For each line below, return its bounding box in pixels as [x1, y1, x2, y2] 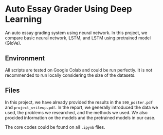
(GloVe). [5, 40, 21, 46]
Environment [5, 54, 45, 63]
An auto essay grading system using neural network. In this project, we [5, 30, 147, 35]
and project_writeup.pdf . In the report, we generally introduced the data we [5, 104, 158, 110]
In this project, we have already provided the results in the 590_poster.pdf [5, 99, 153, 105]
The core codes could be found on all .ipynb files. [5, 124, 106, 130]
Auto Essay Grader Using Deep [5, 3, 132, 15]
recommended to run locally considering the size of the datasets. [5, 72, 136, 78]
